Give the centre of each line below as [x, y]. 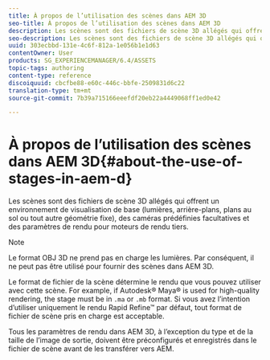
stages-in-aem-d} [70, 179]
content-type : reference [50, 76]
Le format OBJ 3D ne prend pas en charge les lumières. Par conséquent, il [131, 258]
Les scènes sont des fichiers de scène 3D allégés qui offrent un [114, 201]
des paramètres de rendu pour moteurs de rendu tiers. [98, 227]
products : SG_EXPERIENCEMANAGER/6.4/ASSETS [82, 61]
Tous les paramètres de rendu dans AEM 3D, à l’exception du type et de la [131, 332]
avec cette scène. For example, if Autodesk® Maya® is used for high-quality [134, 291]
